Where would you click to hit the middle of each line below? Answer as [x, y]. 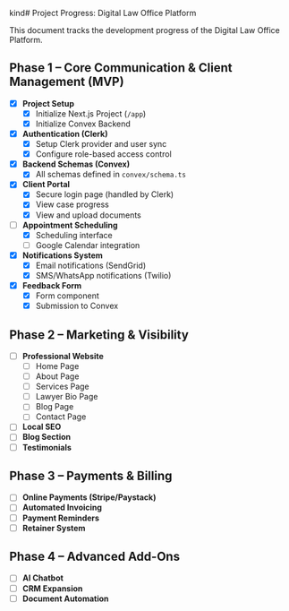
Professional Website [63, 356]
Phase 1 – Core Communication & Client [121, 68]
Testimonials [47, 447]
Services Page [62, 387]
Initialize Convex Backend [83, 124]
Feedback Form [52, 285]
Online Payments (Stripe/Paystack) [89, 497]
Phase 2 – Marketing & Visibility [99, 335]
